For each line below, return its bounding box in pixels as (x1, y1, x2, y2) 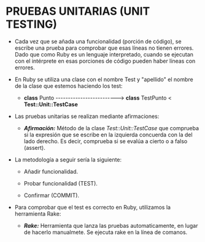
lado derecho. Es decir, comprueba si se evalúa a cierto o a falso (23, 137, 188, 145)
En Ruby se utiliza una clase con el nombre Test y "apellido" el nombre (14, 76, 194, 83)
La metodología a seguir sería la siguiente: (14, 155, 122, 163)
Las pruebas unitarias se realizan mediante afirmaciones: (14, 112, 160, 120)
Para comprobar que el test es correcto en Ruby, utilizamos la (14, 203, 171, 211)
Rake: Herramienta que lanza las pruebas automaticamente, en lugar (23, 222, 198, 229)
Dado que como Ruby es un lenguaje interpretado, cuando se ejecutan (14, 50, 194, 58)
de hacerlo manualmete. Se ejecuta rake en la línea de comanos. (23, 228, 188, 236)
